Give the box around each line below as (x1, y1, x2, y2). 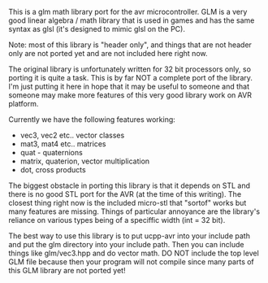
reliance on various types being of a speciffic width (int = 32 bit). (8, 216, 226, 224)
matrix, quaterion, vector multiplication (19, 156, 150, 166)
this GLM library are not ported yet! (8, 266, 126, 275)
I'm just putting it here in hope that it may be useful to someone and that (8, 81, 250, 91)
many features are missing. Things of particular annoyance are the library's (8, 207, 261, 216)
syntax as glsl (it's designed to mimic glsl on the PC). (8, 24, 185, 33)
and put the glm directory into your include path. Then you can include (8, 240, 244, 249)
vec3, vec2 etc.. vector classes (19, 130, 125, 140)
